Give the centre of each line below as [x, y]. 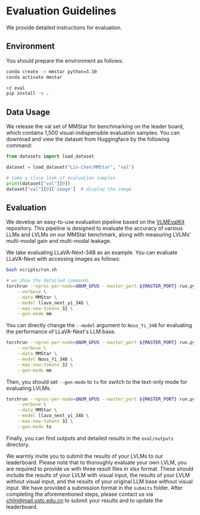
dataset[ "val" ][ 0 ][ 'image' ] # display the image [69, 189]
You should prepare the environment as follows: [65, 60]
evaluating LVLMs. [29, 388]
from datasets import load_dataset [50, 156]
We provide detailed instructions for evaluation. [64, 27]
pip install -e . [28, 94]
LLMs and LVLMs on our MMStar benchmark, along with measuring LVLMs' [99, 235]
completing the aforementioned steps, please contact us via [80, 494]
